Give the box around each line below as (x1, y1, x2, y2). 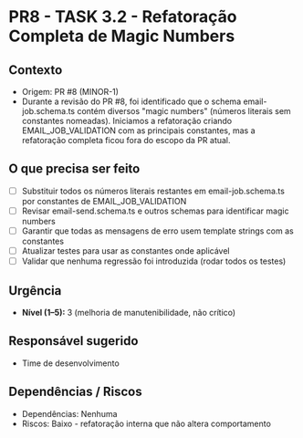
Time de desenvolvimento (21, 358, 120, 369)
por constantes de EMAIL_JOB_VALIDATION (21, 195, 187, 206)
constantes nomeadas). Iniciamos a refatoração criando (21, 116, 233, 126)
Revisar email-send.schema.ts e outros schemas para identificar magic (21, 205, 289, 216)
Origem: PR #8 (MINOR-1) (21, 87, 120, 97)
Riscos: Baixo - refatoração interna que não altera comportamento (21, 418, 271, 429)
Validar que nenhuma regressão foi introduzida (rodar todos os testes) (21, 255, 287, 266)
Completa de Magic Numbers (8, 26, 235, 47)
